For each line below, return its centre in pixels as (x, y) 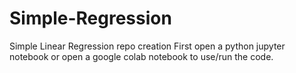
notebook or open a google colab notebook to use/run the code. (141, 56)
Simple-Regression (90, 18)
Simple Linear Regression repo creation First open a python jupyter (147, 46)
